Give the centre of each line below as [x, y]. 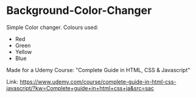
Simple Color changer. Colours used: [52, 27]
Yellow [23, 51]
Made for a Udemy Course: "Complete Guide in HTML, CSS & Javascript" [98, 70]
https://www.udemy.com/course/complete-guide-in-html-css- [98, 82]
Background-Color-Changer [79, 11]
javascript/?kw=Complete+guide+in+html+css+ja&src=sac [80, 88]
